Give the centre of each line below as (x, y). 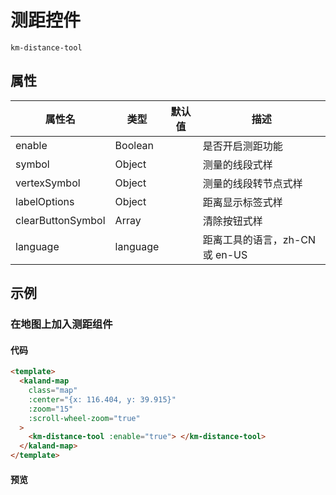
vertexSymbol (48, 183)
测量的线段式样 (237, 164)
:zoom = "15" (51, 409)
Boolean (134, 145)
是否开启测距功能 (242, 146)
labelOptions (45, 201)
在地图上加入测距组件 (61, 324)
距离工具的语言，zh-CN (259, 239)
